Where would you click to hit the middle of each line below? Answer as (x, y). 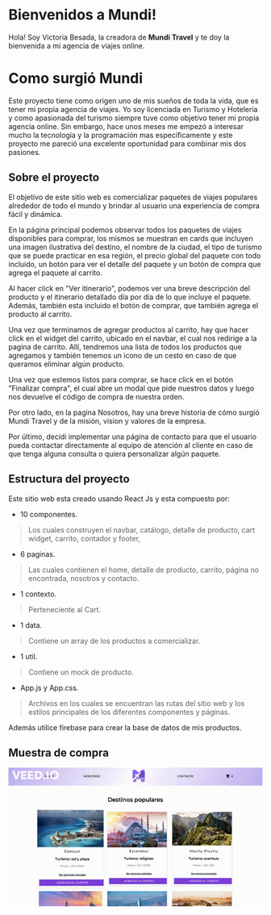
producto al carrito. (40, 314)
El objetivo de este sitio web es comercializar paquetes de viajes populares (133, 197)
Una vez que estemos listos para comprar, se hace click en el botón (121, 379)
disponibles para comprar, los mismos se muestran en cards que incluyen (131, 238)
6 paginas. (38, 554)
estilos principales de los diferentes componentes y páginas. (129, 712)
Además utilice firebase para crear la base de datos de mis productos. (125, 727)
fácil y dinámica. (35, 214)
